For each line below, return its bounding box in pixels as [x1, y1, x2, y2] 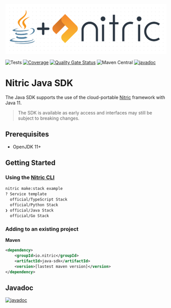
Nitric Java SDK [5, 78, 73, 89]
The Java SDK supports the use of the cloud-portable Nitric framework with [5, 94, 165, 100]
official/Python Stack [10, 202, 58, 208]
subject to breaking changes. [17, 115, 80, 121]
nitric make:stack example [5, 186, 63, 191]
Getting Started [5, 159, 56, 167]
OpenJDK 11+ [12, 143, 41, 150]
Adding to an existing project [5, 225, 79, 233]
